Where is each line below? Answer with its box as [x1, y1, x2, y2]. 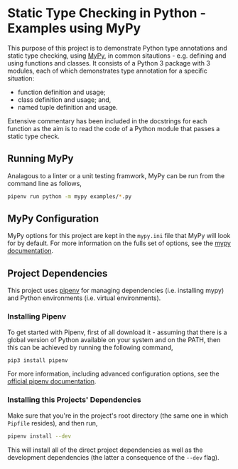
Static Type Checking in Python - [7, 5, 206, 21]
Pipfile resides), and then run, [7, 418, 98, 427]
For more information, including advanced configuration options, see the [7, 369, 220, 378]
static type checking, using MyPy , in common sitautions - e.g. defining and [7, 51, 227, 60]
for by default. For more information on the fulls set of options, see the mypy [7, 239, 231, 247]
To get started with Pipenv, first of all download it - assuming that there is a [7, 328, 227, 336]
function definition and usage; [17, 88, 106, 96]
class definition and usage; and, [17, 95, 112, 104]
